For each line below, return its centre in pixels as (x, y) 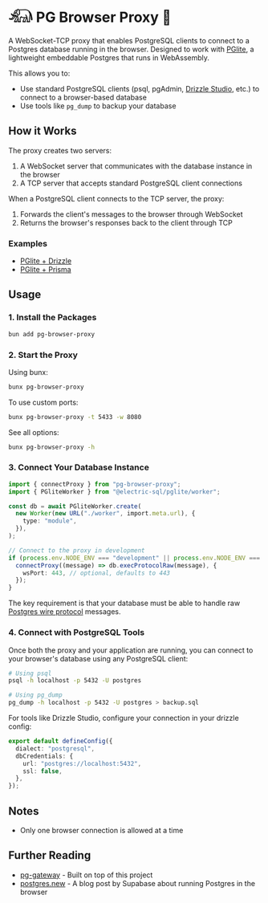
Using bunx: (28, 372)
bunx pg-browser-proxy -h (51, 447)
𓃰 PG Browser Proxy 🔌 (90, 17)
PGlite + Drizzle (46, 261)
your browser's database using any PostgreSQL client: (98, 658)
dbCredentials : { (45, 756)
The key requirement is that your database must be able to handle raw (124, 603)
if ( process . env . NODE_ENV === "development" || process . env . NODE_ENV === (134, 558)
